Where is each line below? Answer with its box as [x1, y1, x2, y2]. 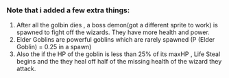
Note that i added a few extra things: [6, 5, 130, 15]
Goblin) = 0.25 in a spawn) [16, 43, 92, 51]
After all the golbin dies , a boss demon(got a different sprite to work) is [16, 21, 219, 29]
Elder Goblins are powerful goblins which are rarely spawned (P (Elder [16, 36, 215, 44]
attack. [16, 64, 36, 73]
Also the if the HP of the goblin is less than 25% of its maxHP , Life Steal [16, 50, 221, 58]
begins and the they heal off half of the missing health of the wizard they [16, 57, 222, 66]
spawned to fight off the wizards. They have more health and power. [16, 28, 210, 36]
